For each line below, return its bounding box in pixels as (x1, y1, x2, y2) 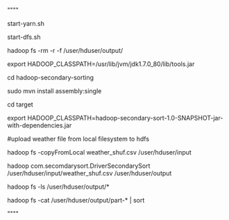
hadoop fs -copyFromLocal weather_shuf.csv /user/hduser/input (7, 148, 192, 156)
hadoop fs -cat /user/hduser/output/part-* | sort (7, 196, 145, 204)
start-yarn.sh (7, 19, 45, 27)
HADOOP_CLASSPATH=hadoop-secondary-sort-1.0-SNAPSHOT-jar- (27, 114, 223, 122)
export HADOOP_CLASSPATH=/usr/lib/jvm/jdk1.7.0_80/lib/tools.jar (7, 60, 195, 68)
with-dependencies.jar (7, 121, 72, 129)
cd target (7, 100, 33, 109)
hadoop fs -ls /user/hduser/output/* (7, 182, 110, 191)
